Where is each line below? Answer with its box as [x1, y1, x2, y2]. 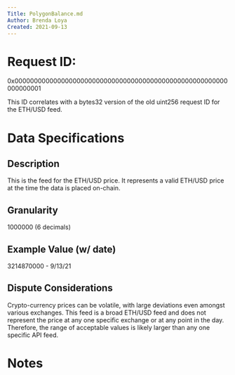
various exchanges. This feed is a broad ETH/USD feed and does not [7, 308, 207, 317]
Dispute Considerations [7, 282, 114, 294]
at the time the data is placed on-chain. [7, 184, 121, 192]
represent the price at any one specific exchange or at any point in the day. [7, 315, 224, 324]
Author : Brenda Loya [7, 17, 68, 24]
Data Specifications [7, 130, 125, 146]
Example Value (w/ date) [7, 243, 116, 255]
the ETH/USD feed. [7, 105, 63, 114]
